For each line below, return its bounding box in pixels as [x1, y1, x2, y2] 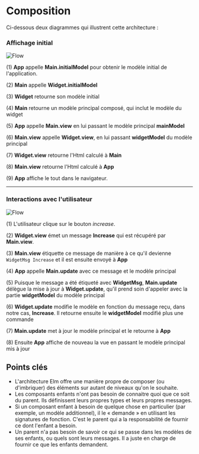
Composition [6, 4, 71, 18]
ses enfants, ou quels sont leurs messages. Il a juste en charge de [14, 435, 176, 442]
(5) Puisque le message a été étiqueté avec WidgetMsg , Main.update [6, 279, 178, 286]
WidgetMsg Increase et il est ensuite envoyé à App [6, 256, 128, 263]
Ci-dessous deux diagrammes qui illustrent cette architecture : [6, 24, 159, 31]
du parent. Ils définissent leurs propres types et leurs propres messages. [14, 397, 192, 404]
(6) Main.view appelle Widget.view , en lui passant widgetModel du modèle [6, 134, 192, 141]
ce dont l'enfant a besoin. [14, 422, 78, 429]
